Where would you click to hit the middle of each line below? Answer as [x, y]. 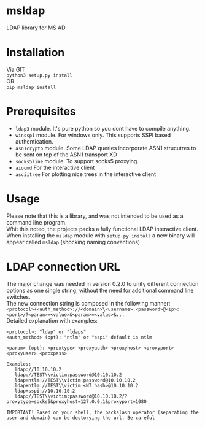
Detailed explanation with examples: [52, 320]
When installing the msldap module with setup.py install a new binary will [101, 235]
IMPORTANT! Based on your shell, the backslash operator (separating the [103, 412]
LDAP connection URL [64, 267]
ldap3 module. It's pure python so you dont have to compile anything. [103, 128]
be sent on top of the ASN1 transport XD [66, 155]
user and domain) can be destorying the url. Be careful [81, 418]
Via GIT [16, 69]
